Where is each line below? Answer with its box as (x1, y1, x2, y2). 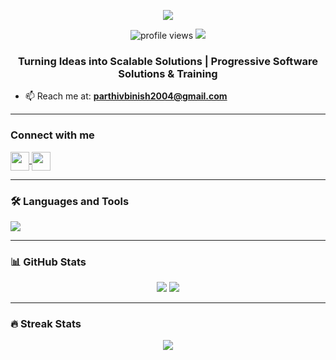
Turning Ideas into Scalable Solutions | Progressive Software (17, 54, 319, 68)
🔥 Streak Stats (10, 317, 82, 331)
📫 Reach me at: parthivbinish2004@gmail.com (24, 90, 228, 102)
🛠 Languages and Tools (10, 194, 130, 208)
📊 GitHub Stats (10, 255, 87, 269)
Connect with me (10, 128, 95, 142)
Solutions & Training (118, 66, 218, 80)
